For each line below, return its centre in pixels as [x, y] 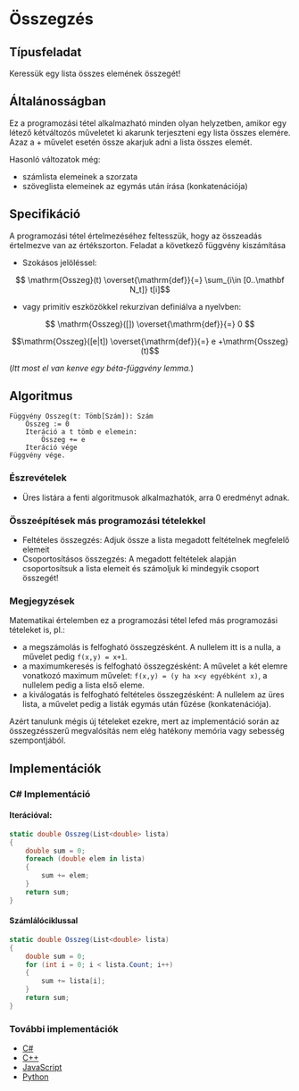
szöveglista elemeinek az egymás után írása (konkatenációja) [135, 186]
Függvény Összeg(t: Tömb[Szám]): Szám [81, 416]
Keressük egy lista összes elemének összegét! [95, 73]
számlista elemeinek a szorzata [80, 176]
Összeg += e [64, 440]
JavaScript [42, 1068]
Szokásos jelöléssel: [59, 262]
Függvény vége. [37, 455]
